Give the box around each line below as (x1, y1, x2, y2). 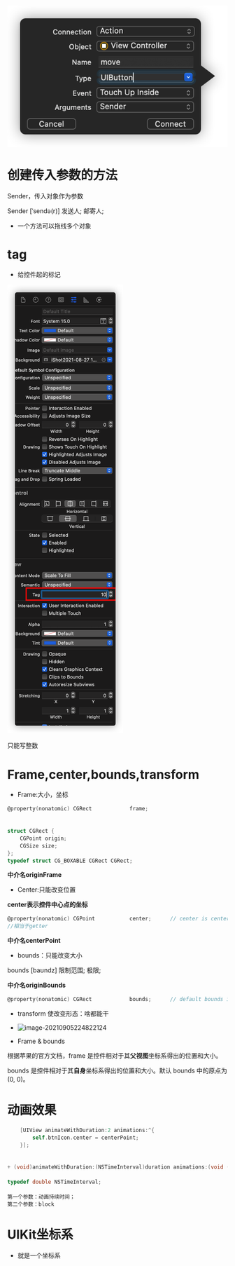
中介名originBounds (7, 981, 66, 990)
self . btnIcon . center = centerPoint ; (32, 1134, 139, 1141)
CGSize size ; (20, 842, 58, 850)
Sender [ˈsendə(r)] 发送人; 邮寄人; (7, 206, 104, 215)
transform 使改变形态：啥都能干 (17, 1009, 110, 1018)
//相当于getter (7, 923, 48, 930)
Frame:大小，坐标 (17, 791, 69, 799)
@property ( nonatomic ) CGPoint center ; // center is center (7, 916, 230, 923)
